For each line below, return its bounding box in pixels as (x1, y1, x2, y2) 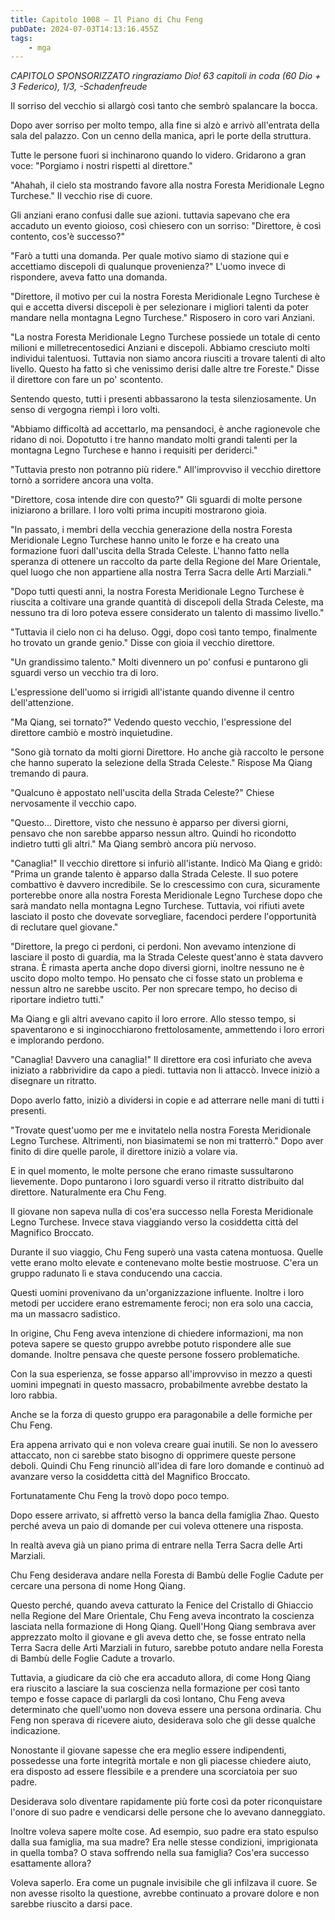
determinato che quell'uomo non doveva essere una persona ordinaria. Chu (10, 1704, 322, 1716)
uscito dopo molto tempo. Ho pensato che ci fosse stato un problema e (10, 972, 303, 985)
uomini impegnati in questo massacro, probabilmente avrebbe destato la (10, 1379, 308, 1391)
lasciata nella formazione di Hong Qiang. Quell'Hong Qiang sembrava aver (10, 1621, 317, 1633)
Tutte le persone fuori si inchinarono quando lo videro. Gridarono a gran (10, 149, 307, 161)
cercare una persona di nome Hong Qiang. (10, 1580, 186, 1592)
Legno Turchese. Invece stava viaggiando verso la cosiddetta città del (10, 1216, 299, 1228)
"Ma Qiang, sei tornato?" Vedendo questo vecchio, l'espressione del (10, 716, 292, 728)
